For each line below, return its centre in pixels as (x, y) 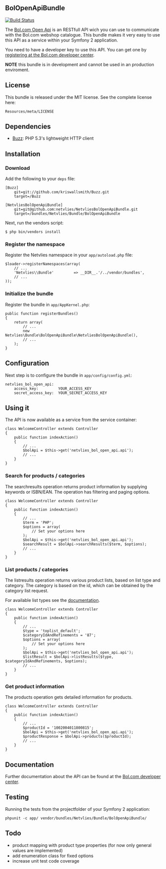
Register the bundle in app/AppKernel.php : (47, 304)
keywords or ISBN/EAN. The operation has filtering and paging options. (78, 492)
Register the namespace (35, 244)
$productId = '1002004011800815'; (58, 728)
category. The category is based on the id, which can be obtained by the (79, 585)
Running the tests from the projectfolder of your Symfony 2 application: (78, 809)
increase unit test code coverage (46, 861)
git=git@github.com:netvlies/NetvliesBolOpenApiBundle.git (76, 209)
